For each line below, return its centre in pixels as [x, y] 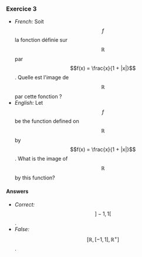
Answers [17, 191]
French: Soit [29, 22]
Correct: [25, 204]
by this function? [35, 178]
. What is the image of [41, 159]
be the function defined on [47, 121]
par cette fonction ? [38, 96]
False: [22, 229]
